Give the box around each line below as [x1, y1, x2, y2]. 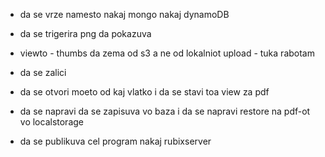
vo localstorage [19, 116, 85, 128]
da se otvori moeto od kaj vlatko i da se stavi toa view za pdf [19, 86, 270, 98]
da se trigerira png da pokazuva [19, 28, 152, 39]
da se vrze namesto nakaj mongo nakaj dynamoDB [19, 9, 230, 20]
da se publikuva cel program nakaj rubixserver [19, 135, 212, 147]
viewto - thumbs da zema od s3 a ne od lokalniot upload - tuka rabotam [19, 47, 315, 59]
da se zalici [19, 67, 67, 78]
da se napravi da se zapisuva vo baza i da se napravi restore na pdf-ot [19, 105, 311, 117]
